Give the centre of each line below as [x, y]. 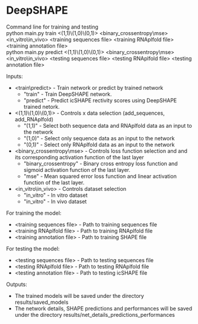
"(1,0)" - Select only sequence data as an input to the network [99, 138]
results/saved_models [41, 302]
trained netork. [42, 106]
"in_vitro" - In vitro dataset [55, 195]
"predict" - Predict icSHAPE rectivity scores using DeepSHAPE [100, 100]
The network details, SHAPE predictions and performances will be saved [103, 308]
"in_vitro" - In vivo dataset [55, 201]
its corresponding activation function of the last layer [79, 157]
